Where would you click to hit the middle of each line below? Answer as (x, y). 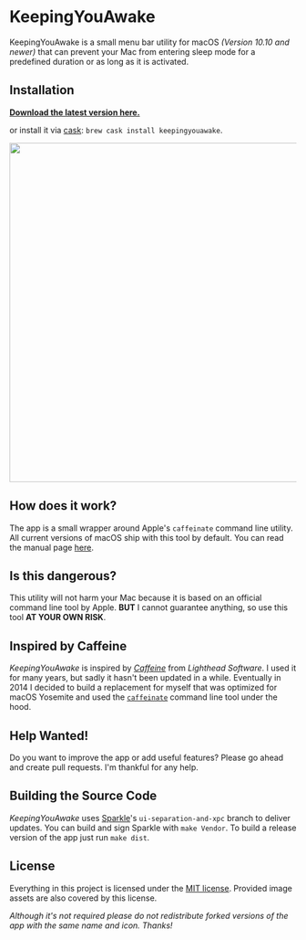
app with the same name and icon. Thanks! (91, 925)
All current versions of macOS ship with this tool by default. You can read (147, 537)
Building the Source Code (83, 796)
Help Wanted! (49, 736)
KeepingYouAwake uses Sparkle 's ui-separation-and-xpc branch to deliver (150, 818)
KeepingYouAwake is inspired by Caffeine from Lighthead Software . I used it (153, 668)
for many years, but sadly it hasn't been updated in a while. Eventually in (145, 678)
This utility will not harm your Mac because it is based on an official (136, 598)
